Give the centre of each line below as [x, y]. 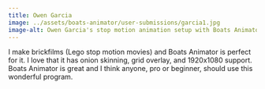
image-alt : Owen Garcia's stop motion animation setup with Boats [119, 30]
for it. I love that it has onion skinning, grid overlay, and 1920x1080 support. [130, 60]
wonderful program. [41, 77]
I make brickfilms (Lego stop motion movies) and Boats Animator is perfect [130, 52]
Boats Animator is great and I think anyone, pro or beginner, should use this [131, 69]
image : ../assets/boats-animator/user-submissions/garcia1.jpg [114, 23]
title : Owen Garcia [40, 15]
